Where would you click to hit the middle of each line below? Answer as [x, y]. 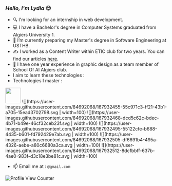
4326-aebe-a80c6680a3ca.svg [39, 145]
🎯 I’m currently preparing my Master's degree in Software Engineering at [90, 40]
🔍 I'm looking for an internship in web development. [68, 20]
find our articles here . [35, 59]
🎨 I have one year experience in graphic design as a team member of [86, 64]
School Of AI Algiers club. [40, 70]
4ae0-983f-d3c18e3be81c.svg [38, 156]
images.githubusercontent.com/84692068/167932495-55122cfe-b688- [81, 129]
